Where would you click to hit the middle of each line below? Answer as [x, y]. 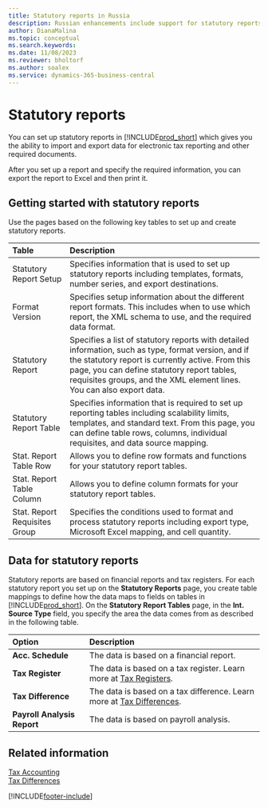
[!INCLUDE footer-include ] [51, 796]
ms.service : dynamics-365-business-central [82, 75]
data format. [92, 327]
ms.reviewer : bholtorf [46, 61]
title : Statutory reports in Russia [69, 16]
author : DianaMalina [43, 30]
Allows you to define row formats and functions [158, 456]
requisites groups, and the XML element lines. [155, 380]
